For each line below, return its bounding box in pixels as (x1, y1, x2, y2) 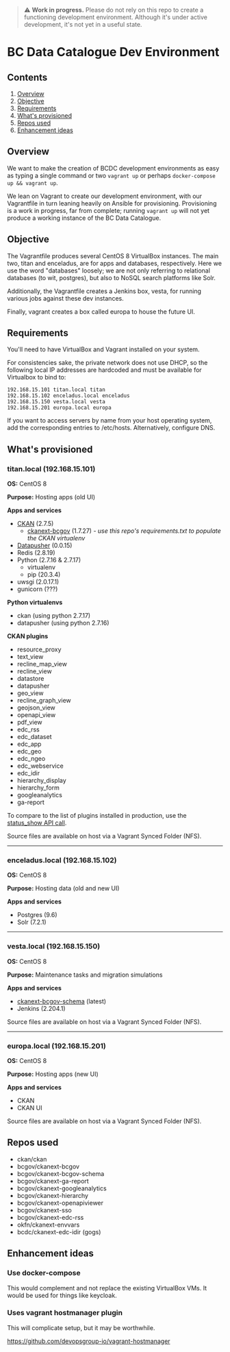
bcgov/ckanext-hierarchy (16, 1191, 89, 1199)
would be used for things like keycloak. (7, 1291, 118, 1299)
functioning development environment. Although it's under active (23, 13, 207, 21)
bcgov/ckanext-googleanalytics (16, 1184, 107, 1192)
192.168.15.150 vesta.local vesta (7, 399, 106, 405)
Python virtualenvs (7, 599, 63, 607)
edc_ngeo (16, 755, 46, 763)
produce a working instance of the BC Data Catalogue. (7, 214, 162, 222)
